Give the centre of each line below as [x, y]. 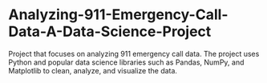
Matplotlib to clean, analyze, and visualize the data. [93, 70]
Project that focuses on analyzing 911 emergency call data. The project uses [134, 53]
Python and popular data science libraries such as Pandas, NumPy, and [126, 62]
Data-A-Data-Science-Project [110, 32]
